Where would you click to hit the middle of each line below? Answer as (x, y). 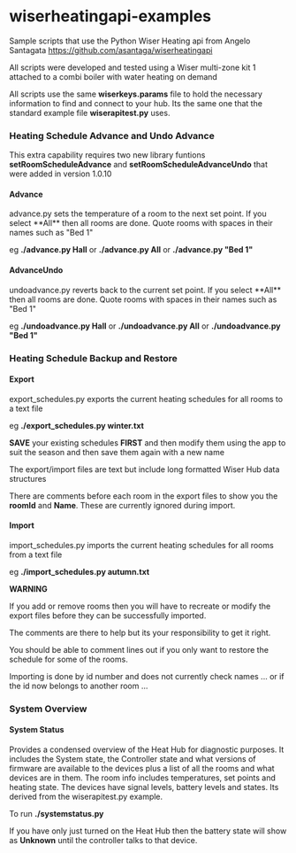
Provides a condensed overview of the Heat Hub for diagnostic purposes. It (147, 749)
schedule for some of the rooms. (68, 659)
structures (28, 478)
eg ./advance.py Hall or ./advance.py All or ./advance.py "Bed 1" (131, 250)
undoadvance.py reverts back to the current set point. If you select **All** (145, 290)
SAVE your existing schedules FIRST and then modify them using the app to (148, 442)
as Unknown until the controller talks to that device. (103, 841)
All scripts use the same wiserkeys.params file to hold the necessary (136, 94)
